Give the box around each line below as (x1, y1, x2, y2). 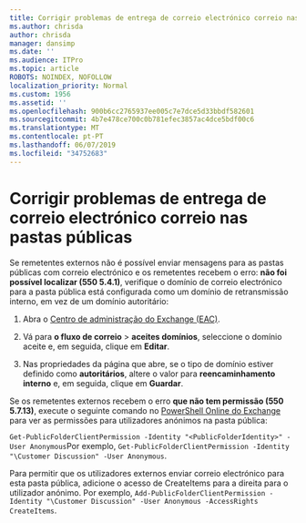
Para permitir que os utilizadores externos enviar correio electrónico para (9, 467, 285, 478)
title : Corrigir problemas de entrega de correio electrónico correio (9, 13, 283, 23)
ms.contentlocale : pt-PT (9, 132, 104, 141)
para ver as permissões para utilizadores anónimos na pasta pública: (9, 415, 268, 426)
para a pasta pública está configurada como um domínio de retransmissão (9, 286, 289, 297)
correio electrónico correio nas (9, 207, 249, 228)
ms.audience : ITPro (9, 56, 84, 65)
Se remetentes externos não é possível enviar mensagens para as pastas (9, 257, 284, 268)
